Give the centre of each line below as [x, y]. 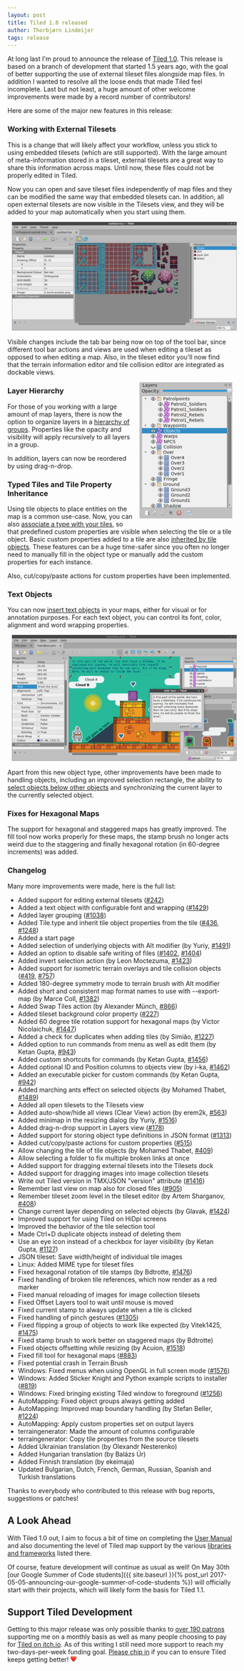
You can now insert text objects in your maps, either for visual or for [107, 610]
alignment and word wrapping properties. [68, 625]
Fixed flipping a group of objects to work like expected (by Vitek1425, [120, 1325]
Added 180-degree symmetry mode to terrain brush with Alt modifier [119, 983]
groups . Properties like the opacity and [65, 429]
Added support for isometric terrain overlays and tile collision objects [119, 968]
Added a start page [46, 938]
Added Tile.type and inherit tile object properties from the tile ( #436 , [118, 922]
